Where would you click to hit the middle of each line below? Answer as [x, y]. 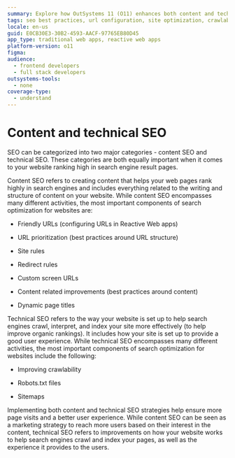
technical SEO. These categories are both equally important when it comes [115, 159]
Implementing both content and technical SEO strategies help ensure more [115, 410]
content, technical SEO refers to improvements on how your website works [115, 432]
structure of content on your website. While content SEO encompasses [109, 195]
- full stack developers [50, 72]
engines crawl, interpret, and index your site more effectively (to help [107, 326]
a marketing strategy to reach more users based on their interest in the [109, 424]
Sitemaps [31, 396]
